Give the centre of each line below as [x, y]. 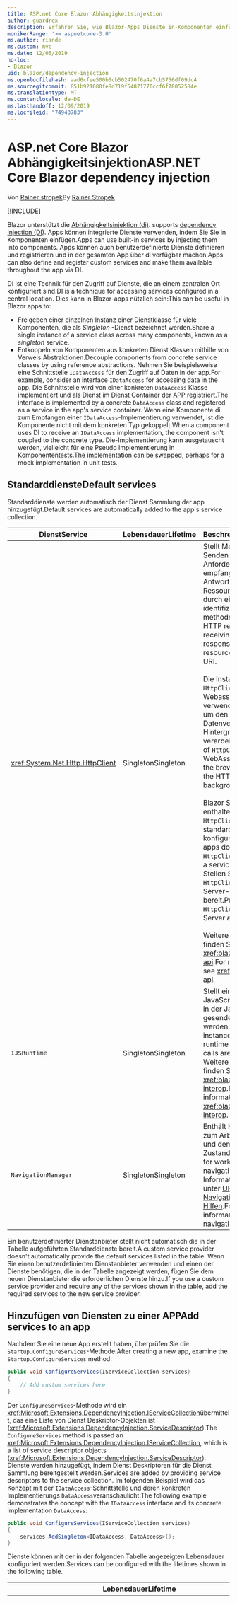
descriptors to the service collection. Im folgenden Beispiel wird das [106, 1480]
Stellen [214, 873]
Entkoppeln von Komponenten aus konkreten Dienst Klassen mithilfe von [123, 349]
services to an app [49, 1327]
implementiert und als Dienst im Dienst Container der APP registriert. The [123, 395]
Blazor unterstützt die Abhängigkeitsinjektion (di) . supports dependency [112, 224]
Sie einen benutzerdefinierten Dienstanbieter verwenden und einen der [110, 1263]
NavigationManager [42, 1175]
